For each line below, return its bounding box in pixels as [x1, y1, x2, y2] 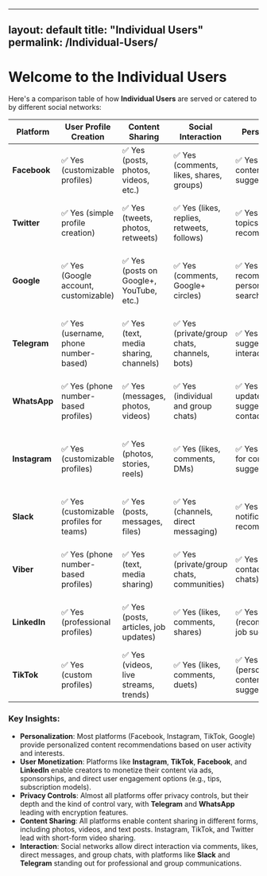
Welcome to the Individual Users [8, 68, 227, 86]
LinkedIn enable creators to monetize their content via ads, [19, 765, 214, 775]
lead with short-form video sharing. [19, 833, 137, 843]
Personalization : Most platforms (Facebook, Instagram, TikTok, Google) [19, 731, 256, 741]
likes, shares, [173, 170, 222, 181]
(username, [60, 328, 105, 339]
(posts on [122, 265, 158, 276]
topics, [235, 217, 261, 229]
